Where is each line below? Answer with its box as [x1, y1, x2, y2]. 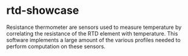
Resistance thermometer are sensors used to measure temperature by [6, 23, 182, 31]
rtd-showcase [6, 4, 79, 17]
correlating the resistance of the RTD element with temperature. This [6, 30, 178, 37]
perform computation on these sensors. [6, 43, 106, 50]
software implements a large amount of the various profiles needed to [6, 36, 181, 43]
